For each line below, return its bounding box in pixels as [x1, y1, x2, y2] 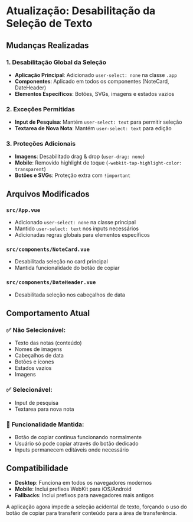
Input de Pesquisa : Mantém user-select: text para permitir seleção [14, 118, 182, 125]
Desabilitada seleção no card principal [14, 258, 108, 265]
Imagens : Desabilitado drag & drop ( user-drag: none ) [14, 153, 145, 160]
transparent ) [14, 166, 46, 173]
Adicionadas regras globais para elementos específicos [14, 231, 151, 239]
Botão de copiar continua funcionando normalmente [14, 434, 142, 441]
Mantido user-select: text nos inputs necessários [14, 225, 139, 232]
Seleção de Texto [6, 17, 93, 30]
